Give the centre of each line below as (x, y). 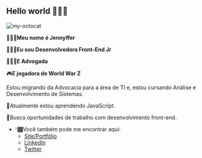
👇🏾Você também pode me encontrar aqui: (68, 129)
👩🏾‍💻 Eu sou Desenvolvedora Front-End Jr (59, 49)
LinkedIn (35, 142)
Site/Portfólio (40, 136)
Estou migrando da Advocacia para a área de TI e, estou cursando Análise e (101, 87)
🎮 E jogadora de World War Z (43, 73)
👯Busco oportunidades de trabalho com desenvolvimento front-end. (92, 117)
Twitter (33, 149)
